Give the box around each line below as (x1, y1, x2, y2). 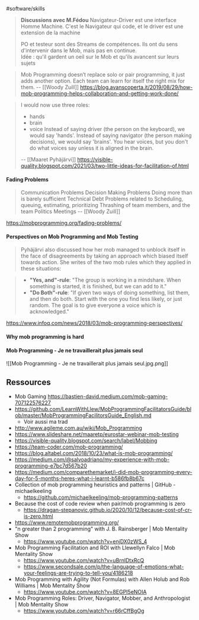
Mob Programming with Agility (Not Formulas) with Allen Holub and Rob (14, 576, 190, 583)
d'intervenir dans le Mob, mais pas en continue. (20, 47, 137, 54)
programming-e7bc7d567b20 (14, 462, 88, 469)
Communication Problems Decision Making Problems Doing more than (20, 189, 192, 196)
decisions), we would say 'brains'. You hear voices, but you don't (29, 138, 188, 145)
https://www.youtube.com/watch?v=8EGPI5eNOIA (23, 589, 147, 596)
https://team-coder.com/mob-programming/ (14, 443, 123, 450)
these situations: (20, 265, 61, 272)
